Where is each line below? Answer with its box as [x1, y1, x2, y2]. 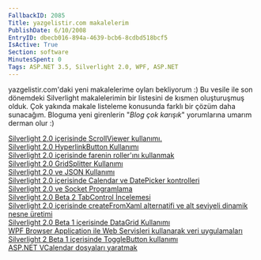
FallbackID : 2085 [8, 11, 66, 20]
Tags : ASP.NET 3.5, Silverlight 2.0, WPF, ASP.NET [8, 63, 179, 71]
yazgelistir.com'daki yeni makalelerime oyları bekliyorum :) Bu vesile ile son [8, 85, 253, 94]
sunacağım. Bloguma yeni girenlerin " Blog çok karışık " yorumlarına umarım [8, 110, 252, 119]
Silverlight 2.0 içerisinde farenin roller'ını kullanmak [8, 150, 175, 160]
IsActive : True [8, 41, 59, 49]
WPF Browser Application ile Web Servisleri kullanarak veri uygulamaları [8, 226, 244, 236]
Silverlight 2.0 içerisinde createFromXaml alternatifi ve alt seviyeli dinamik [8, 201, 248, 210]
